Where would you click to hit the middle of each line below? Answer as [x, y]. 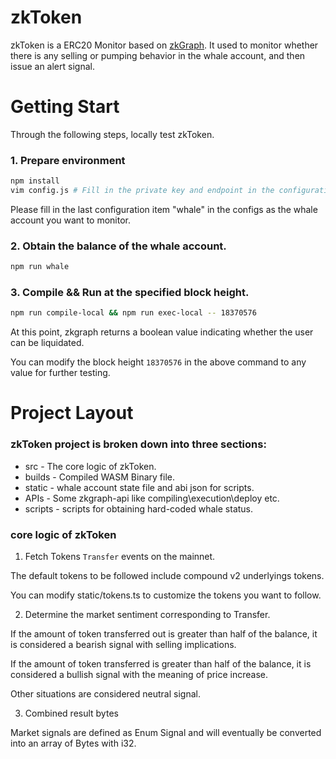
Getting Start [65, 107]
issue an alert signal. [52, 66]
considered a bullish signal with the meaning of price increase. [139, 675]
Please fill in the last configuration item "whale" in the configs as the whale [164, 209]
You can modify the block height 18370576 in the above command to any [158, 362]
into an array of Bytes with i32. [73, 743]
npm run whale [40, 267]
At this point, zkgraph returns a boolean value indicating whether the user [162, 332]
